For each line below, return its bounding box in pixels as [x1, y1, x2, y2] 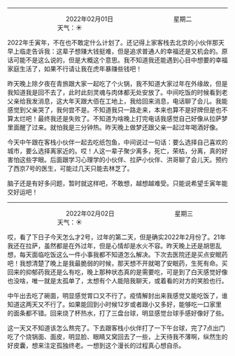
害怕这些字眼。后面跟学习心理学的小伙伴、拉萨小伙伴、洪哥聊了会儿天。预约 [7, 155, 228, 164]
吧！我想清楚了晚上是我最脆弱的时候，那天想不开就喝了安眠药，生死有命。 [7, 259, 222, 267]
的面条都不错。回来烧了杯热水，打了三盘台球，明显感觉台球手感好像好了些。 [7, 309, 228, 317]
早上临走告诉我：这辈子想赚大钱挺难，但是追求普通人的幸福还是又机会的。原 [7, 47, 228, 55]
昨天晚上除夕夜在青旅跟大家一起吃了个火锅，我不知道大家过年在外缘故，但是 [7, 80, 228, 87]
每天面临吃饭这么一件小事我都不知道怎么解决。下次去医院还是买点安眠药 [19, 250, 228, 259]
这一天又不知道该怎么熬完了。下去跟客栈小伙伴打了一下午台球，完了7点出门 [7, 324, 225, 332]
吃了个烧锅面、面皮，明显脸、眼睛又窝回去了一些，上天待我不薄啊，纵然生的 [7, 333, 228, 341]
